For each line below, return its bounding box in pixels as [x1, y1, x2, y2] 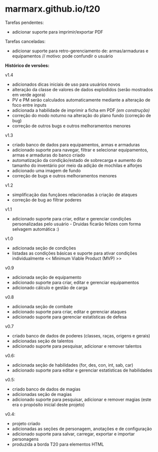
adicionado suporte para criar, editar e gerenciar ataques [12, 309, 127, 314]
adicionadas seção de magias [12, 391, 72, 397]
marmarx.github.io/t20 [5, 3, 101, 15]
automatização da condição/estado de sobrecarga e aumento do [12, 157, 142, 163]
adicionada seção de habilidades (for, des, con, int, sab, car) [12, 362, 134, 368]
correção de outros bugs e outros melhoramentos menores [12, 123, 131, 129]
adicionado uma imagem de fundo [12, 167, 81, 174]
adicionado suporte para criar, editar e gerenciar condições [12, 216, 131, 221]
